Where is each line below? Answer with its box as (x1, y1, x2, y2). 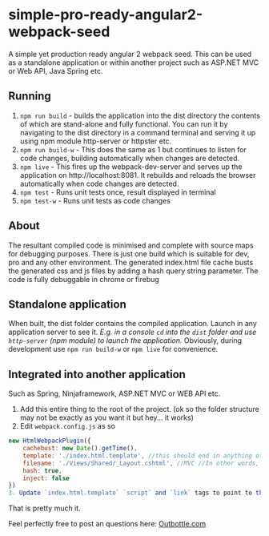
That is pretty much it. (8, 503, 82, 514)
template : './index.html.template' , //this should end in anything (22, 451, 252, 460)
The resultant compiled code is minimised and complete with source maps (8, 240, 254, 250)
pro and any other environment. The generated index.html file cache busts (8, 257, 254, 267)
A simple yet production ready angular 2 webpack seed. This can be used (8, 49, 252, 58)
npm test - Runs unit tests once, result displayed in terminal (19, 187, 216, 197)
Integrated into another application (8, 367, 187, 381)
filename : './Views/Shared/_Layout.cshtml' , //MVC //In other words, (22, 459, 260, 467)
